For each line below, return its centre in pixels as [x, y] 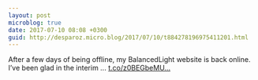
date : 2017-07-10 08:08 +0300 [58, 30]
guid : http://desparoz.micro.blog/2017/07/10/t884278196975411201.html [128, 37]
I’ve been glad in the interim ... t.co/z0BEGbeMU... [90, 68]
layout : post [30, 15]
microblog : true [35, 23]
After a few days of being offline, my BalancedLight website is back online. [129, 60]
